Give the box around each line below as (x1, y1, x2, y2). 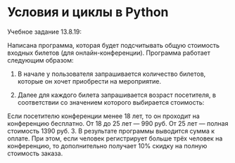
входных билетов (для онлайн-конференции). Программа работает (7, 48, 211, 57)
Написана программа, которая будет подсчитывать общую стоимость (7, 41, 220, 49)
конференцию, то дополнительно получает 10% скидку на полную (7, 141, 208, 150)
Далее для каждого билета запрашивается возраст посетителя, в (17, 91, 217, 99)
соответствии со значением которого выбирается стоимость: (17, 98, 205, 106)
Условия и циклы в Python (7, 4, 169, 20)
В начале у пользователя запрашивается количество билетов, (17, 70, 206, 78)
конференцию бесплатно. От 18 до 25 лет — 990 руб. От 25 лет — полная (7, 119, 229, 127)
